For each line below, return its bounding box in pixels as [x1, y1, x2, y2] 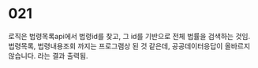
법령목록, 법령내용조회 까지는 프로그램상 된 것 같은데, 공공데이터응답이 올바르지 [8, 41, 251, 51]
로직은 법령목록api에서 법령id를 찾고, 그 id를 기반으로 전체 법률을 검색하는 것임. [8, 31, 251, 41]
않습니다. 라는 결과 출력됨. [8, 51, 88, 60]
